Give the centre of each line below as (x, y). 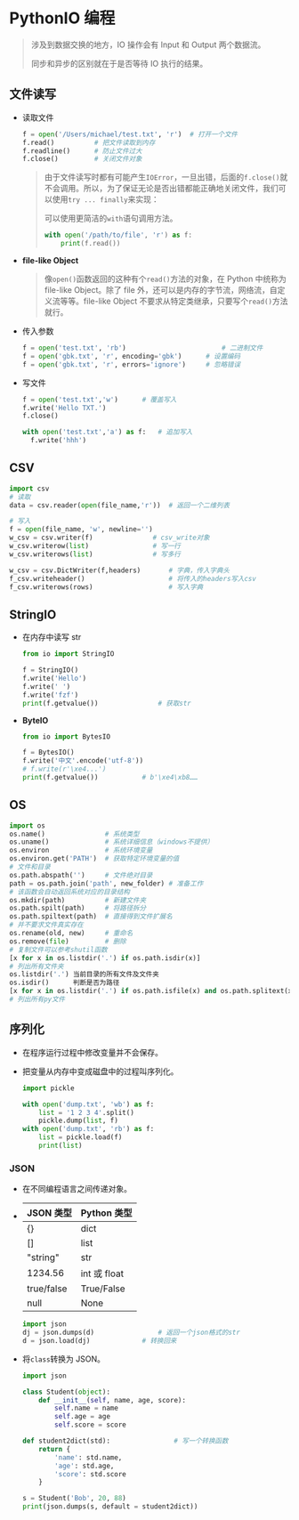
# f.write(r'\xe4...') (64, 769)
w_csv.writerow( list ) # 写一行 (95, 546)
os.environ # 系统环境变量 (81, 851)
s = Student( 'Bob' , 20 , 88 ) (74, 1499)
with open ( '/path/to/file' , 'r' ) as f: (118, 235)
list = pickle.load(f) (81, 1137)
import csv (29, 489)
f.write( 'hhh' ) (59, 441)
